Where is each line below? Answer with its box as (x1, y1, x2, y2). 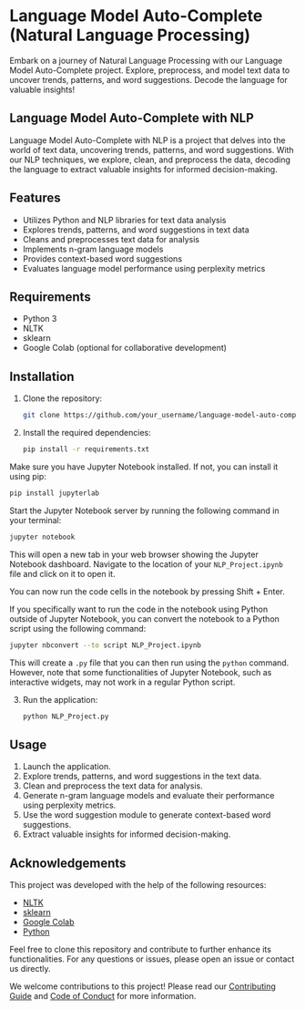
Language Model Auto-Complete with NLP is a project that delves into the (9, 134, 286, 146)
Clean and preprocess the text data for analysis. (22, 780, 203, 791)
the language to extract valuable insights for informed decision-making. (9, 163, 278, 174)
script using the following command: (9, 623, 147, 634)
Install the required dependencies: (22, 428, 152, 438)
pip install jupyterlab (9, 489, 100, 498)
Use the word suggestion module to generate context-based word (22, 809, 271, 820)
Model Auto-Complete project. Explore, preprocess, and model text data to (9, 65, 290, 76)
